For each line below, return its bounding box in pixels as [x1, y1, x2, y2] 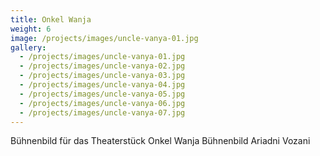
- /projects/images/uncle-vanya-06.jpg [19, 98, 186, 108]
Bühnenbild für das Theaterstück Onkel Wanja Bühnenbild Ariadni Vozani [10, 135, 311, 147]
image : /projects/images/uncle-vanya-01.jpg [10, 33, 199, 43]
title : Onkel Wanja [10, 14, 92, 25]
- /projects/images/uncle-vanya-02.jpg [19, 61, 186, 71]
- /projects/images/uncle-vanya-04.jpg [19, 80, 186, 90]
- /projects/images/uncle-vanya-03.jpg [19, 71, 186, 81]
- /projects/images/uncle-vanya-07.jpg [19, 107, 186, 118]
